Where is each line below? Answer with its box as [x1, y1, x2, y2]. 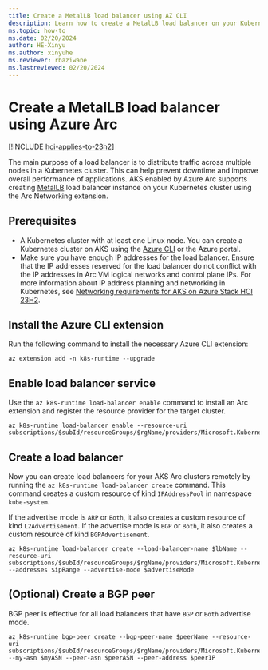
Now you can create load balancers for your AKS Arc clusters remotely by [8, 471, 251, 481]
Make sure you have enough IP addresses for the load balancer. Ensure [19, 253, 255, 262]
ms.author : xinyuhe [8, 49, 73, 57]
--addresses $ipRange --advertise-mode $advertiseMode [8, 565, 195, 574]
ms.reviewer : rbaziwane [8, 57, 88, 65]
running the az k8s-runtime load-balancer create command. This [8, 480, 226, 489]
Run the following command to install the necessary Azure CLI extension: [8, 339, 249, 349]
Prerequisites [8, 214, 77, 228]
